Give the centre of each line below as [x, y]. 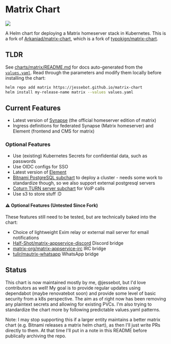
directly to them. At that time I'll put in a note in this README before [76, 330]
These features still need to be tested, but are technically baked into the [81, 217]
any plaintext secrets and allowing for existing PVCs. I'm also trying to [79, 304]
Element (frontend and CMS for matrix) [54, 131]
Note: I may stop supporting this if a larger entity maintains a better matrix [83, 319]
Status [16, 270]
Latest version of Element [40, 172]
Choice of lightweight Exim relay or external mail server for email [81, 232]
